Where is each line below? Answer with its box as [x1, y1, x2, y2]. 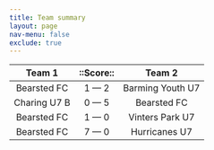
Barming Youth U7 [123, 82, 201, 94]
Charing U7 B [13, 96, 71, 109]
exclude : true [9, 38, 63, 48]
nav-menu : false [9, 30, 70, 39]
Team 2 [145, 66, 178, 79]
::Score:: [79, 66, 115, 79]
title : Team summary [9, 13, 87, 22]
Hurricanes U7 [131, 126, 193, 138]
